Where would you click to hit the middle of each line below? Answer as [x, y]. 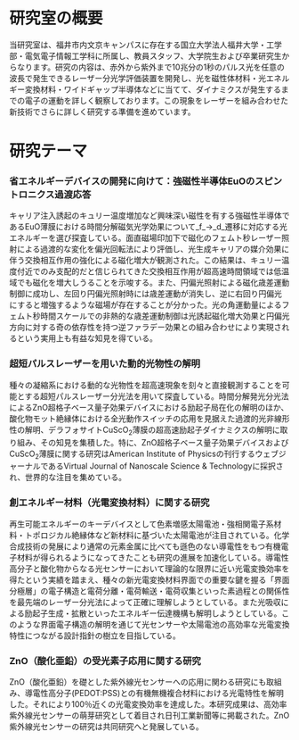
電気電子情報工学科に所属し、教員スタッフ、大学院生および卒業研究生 [153, 55]
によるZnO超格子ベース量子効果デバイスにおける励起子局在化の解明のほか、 [149, 407]
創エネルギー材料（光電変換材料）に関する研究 [109, 503]
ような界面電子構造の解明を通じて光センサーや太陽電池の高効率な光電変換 [153, 624]
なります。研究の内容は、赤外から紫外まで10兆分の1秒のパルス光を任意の [150, 67]
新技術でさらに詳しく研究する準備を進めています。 [102, 112]
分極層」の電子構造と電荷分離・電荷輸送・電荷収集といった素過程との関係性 [149, 591]
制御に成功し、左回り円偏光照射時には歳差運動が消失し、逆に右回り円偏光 [145, 294]
